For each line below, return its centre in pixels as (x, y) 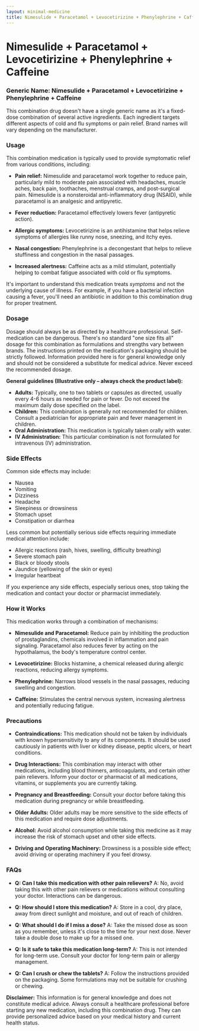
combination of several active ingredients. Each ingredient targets (100, 117)
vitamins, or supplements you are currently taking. (76, 783)
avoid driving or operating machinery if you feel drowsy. (83, 854)
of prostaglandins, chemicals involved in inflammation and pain (92, 639)
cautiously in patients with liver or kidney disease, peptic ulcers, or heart (103, 746)
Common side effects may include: (49, 471)
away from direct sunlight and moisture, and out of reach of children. (99, 913)
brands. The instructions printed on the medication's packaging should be (97, 350)
